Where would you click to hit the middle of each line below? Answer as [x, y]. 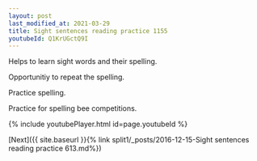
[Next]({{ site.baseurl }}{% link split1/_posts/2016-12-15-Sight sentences [129, 140]
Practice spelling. [37, 93]
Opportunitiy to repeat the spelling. [67, 77]
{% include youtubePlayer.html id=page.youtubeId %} [98, 124]
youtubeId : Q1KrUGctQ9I [48, 38]
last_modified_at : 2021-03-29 [59, 23]
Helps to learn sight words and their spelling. [83, 61]
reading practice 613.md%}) [55, 148]
